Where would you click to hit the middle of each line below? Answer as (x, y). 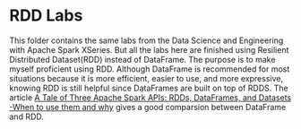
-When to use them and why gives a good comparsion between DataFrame (148, 107)
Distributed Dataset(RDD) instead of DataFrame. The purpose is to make (142, 59)
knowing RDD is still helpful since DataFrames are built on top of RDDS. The (149, 88)
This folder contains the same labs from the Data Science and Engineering (146, 40)
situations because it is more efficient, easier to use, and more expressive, (146, 78)
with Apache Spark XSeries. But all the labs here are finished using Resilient (149, 49)
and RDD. (27, 116)
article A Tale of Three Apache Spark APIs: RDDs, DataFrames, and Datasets (150, 97)
